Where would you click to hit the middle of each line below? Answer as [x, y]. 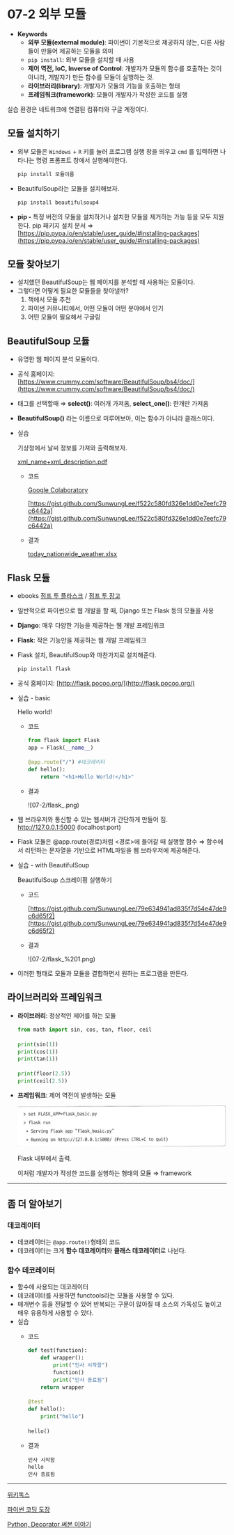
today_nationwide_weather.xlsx [72, 554]
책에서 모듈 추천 [49, 299]
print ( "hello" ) [63, 1417]
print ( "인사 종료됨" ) [80, 1380]
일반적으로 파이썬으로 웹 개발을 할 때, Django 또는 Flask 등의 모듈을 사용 [116, 611]
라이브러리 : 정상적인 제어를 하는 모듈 [67, 1015]
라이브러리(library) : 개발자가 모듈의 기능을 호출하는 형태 [104, 86]
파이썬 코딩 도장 [29, 1509]
